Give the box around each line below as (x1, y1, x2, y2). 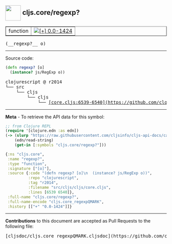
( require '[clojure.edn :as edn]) (5, 128, 79, 133)
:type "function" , (7, 161, 47, 166)
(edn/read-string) (14, 138, 54, 143)
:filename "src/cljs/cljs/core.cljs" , (28, 185, 111, 190)
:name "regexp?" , (7, 156, 45, 161)
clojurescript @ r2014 (5, 79, 62, 85)
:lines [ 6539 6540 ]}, (28, 189, 74, 194)
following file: (5, 223, 34, 230)
